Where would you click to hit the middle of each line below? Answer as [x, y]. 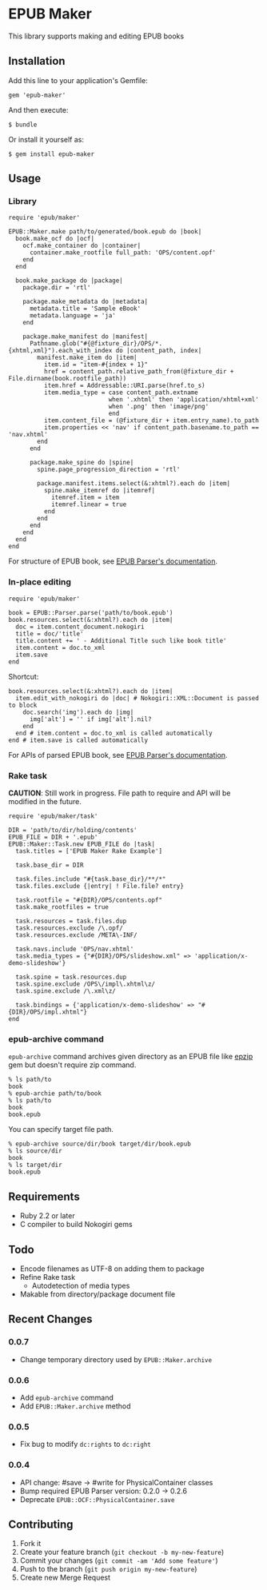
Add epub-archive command [67, 1397]
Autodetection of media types [81, 1285]
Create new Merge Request [65, 1578]
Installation [37, 61]
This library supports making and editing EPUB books [96, 36]
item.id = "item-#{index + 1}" [96, 365]
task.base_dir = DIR [50, 865]
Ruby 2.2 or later [47, 1216]
